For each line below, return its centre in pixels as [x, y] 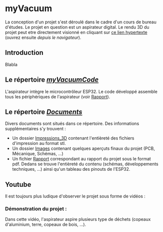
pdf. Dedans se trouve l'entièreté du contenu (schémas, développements [85, 164]
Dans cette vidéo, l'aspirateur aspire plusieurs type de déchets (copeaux [78, 219]
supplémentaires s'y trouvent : [36, 129]
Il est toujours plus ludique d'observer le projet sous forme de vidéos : [75, 196]
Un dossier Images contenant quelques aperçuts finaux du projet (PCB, [83, 148]
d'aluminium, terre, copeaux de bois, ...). [46, 225]
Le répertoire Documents [44, 112]
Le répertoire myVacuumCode [52, 80]
